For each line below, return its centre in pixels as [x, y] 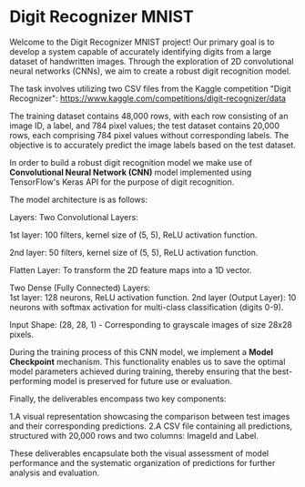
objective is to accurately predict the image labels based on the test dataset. [152, 145]
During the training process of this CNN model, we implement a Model [142, 351]
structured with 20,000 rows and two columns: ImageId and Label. [134, 435]
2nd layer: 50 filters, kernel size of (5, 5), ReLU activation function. [134, 252]
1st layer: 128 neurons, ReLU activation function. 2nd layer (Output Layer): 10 [153, 297]
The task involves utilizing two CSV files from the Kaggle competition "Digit [150, 88]
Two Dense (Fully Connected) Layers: [80, 288]
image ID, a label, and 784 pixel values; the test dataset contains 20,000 [145, 126]
